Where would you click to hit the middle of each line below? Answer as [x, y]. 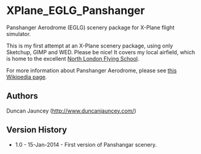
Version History [37, 130]
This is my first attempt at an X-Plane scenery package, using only [90, 46]
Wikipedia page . [27, 77]
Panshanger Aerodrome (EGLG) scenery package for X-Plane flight [90, 27]
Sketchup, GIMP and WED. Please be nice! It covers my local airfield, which [101, 52]
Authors [22, 96]
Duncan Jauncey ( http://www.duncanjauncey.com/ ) [71, 111]
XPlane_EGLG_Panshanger [76, 11]
